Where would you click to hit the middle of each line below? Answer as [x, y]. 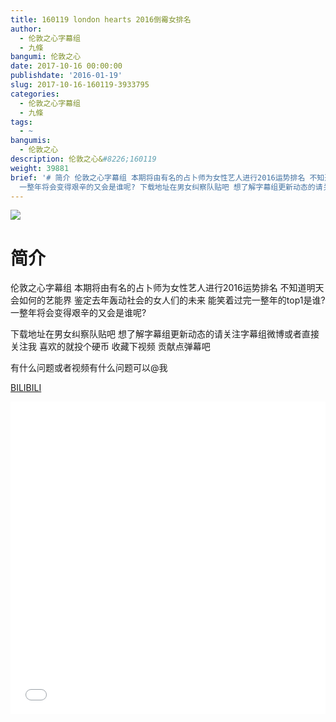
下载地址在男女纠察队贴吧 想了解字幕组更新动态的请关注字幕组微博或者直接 [165, 334]
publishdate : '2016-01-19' [66, 76]
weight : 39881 [40, 168]
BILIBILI [26, 388]
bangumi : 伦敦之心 [46, 57]
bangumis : [31, 141]
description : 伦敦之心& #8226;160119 [83, 159]
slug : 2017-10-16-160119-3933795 [80, 85]
